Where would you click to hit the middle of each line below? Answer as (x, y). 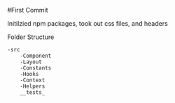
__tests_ (33, 93)
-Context (33, 80)
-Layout (31, 62)
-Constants (36, 68)
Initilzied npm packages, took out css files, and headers (87, 23)
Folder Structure (31, 37)
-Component (36, 56)
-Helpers (33, 86)
